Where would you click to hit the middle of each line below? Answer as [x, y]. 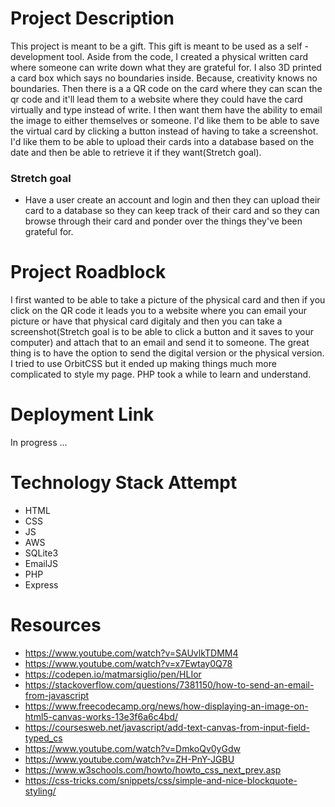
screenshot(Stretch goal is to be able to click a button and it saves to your [162, 332]
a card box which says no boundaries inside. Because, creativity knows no [164, 78]
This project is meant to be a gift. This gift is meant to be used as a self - [159, 46]
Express [41, 585]
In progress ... [39, 443]
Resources [56, 625]
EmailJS [41, 564]
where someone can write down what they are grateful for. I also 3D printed [166, 67]
